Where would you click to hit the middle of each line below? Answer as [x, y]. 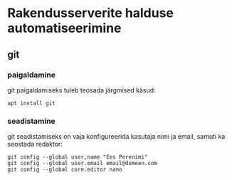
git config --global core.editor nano [65, 170]
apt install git [31, 103]
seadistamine [31, 121]
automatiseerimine [64, 28]
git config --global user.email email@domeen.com [83, 164]
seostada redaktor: [35, 144]
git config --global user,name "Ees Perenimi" [78, 157]
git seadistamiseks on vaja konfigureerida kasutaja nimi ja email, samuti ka [116, 137]
